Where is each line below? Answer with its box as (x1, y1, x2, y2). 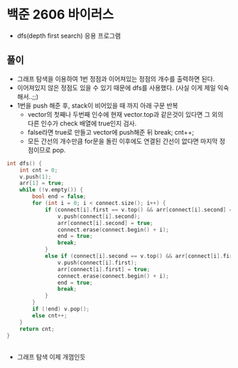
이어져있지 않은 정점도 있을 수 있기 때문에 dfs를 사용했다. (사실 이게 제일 (16, 83, 216, 92)
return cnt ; (19, 325, 55, 332)
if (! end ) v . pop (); (32, 305, 90, 312)
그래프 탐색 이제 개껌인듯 (16, 352, 86, 361)
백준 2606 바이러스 (6, 6, 114, 23)
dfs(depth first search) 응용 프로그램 (16, 31, 121, 40)
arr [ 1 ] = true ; (19, 179, 65, 187)
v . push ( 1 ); (19, 173, 52, 180)
